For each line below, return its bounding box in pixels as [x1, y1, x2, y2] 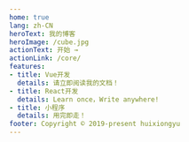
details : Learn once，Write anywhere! [17, 94, 160, 104]
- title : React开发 [9, 86, 79, 95]
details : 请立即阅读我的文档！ [17, 78, 120, 87]
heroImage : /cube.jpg [9, 37, 90, 47]
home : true [9, 12, 50, 22]
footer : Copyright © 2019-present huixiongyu [9, 120, 180, 129]
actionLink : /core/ [9, 54, 82, 63]
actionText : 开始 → [9, 46, 79, 55]
